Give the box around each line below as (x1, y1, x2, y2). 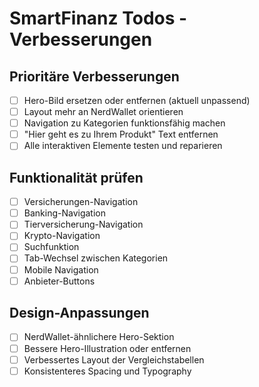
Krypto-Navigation (23, 230, 101, 242)
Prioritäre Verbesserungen (9, 68, 180, 85)
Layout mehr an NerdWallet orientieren (23, 106, 184, 118)
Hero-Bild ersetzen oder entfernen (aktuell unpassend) (23, 95, 251, 106)
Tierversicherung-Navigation (23, 218, 144, 231)
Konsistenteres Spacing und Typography (23, 365, 192, 377)
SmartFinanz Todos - (9, 7, 188, 30)
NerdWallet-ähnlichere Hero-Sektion (23, 331, 175, 343)
